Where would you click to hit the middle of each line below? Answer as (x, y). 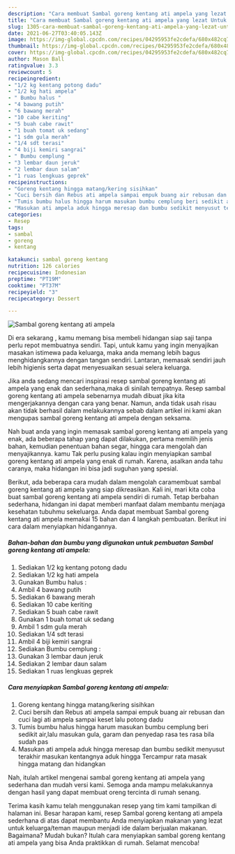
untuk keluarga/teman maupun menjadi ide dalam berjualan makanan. (108, 828)
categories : (25, 215)
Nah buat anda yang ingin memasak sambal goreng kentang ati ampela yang (118, 432)
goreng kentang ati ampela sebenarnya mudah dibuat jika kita (97, 396)
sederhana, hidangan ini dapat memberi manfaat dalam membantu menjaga (116, 504)
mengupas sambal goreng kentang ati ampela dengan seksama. (100, 418)
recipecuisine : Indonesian (47, 273)
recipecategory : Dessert (44, 298)
